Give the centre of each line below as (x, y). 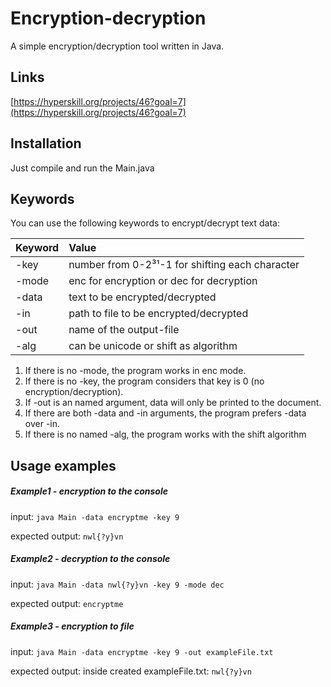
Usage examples (63, 465)
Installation (46, 143)
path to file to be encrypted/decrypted (158, 314)
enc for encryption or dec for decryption (163, 281)
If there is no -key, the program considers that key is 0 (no (144, 381)
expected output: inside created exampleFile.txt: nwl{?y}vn (131, 671)
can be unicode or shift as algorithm (153, 346)
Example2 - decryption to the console (90, 559)
